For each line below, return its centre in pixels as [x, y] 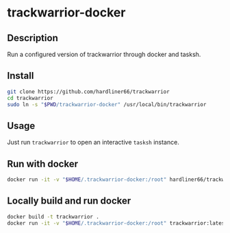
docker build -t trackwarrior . [53, 217]
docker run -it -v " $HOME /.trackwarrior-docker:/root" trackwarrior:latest [117, 223]
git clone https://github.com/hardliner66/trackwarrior [88, 91]
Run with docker [43, 163]
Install [21, 76]
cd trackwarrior [30, 98]
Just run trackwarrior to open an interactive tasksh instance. [93, 143]
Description [33, 38]
